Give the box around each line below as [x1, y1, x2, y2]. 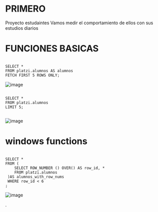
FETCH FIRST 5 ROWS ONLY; [5, 73, 60, 78]
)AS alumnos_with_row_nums [7, 174, 65, 179]
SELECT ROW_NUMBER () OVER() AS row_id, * [14, 165, 105, 171]
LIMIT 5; [5, 104, 24, 110]
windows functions [5, 136, 87, 147]
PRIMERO [5, 3, 46, 15]
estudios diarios [5, 25, 39, 31]
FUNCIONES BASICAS [5, 43, 99, 55]
